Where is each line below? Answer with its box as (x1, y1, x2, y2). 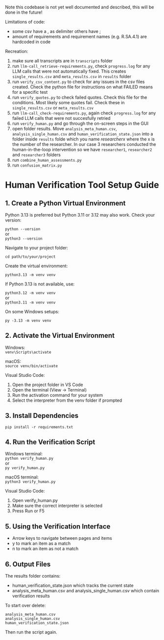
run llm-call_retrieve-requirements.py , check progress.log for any (12, 63, 150, 69)
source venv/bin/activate (5, 363, 58, 368)
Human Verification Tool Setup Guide (5, 179, 159, 191)
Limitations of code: (5, 19, 46, 25)
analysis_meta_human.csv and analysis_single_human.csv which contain (12, 588, 160, 594)
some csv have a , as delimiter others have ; (12, 28, 101, 34)
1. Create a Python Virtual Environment (5, 199, 126, 207)
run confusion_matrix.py (12, 162, 62, 168)
